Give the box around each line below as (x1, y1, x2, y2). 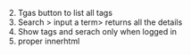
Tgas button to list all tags (17, 8, 113, 18)
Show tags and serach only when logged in (17, 27, 177, 36)
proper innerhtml (17, 35, 80, 46)
